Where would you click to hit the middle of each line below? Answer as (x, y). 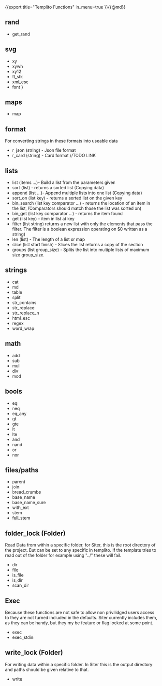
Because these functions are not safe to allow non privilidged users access (80, 612)
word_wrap (23, 328)
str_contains (24, 302)
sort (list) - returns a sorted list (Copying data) (58, 188)
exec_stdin (23, 637)
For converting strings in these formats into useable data (61, 141)
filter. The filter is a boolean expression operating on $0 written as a (80, 229)
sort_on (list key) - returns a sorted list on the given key (67, 198)
